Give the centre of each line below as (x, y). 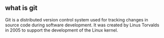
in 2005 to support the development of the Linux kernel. (62, 30)
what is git (21, 8)
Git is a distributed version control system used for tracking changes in (77, 19)
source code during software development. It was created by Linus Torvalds (82, 25)
